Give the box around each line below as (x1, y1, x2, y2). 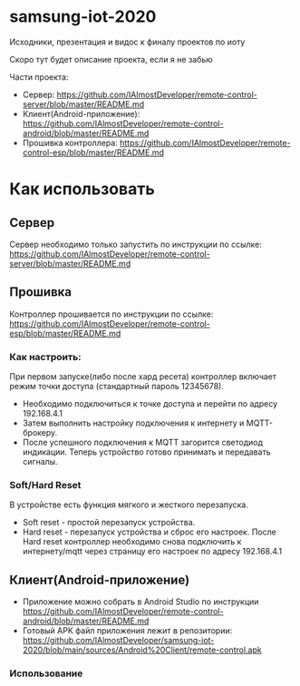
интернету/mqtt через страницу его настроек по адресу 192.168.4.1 (22, 546, 283, 557)
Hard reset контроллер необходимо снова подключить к (22, 536, 242, 547)
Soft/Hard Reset (9, 478, 82, 491)
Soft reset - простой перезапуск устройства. (22, 517, 196, 528)
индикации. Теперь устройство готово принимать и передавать (22, 446, 271, 457)
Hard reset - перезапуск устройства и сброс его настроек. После (22, 526, 276, 537)
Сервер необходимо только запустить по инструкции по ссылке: (9, 239, 263, 250)
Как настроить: (9, 350, 82, 363)
